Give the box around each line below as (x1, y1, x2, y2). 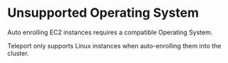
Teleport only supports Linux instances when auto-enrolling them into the (7, 41, 222, 50)
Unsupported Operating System (7, 5, 200, 21)
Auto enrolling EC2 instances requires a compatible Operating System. (7, 28, 213, 36)
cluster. (7, 49, 30, 57)
